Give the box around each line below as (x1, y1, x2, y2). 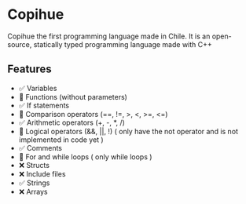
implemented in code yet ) (18, 135, 104, 144)
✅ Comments (18, 143, 62, 152)
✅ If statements (18, 100, 70, 110)
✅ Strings (18, 178, 50, 188)
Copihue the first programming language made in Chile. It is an (7, 31, 211, 41)
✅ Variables (18, 83, 57, 93)
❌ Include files (18, 169, 66, 178)
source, (7, 39, 32, 49)
